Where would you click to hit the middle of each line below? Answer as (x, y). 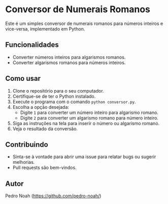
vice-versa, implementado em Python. (45, 28)
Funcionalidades (32, 45)
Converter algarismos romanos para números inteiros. (69, 63)
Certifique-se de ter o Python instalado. (54, 96)
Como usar (23, 79)
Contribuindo (27, 144)
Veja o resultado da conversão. (45, 129)
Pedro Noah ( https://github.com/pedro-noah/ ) (53, 196)
